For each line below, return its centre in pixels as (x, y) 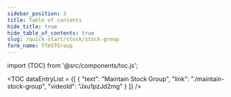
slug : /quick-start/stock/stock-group (63, 39)
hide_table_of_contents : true (51, 33)
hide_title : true (32, 26)
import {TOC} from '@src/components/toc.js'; (73, 65)
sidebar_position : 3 (37, 14)
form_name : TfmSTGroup (40, 46)
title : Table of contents (44, 20)
